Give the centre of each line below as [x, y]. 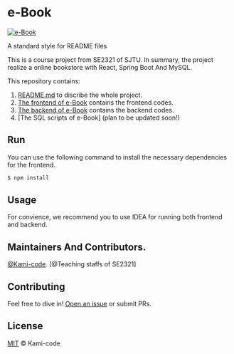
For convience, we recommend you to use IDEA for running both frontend [115, 217]
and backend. [27, 224]
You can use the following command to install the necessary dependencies [117, 157]
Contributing [36, 287]
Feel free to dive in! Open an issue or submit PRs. [79, 304]
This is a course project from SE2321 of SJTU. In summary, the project [110, 59]
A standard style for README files [57, 46]
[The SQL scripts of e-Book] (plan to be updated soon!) [99, 118]
